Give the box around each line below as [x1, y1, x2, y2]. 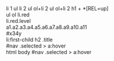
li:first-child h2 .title [6, 36, 53, 43]
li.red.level [6, 18, 31, 24]
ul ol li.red [6, 11, 30, 18]
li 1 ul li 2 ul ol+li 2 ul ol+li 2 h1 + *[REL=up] [6, 5, 109, 12]
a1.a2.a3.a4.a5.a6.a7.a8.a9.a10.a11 [6, 23, 87, 30]
